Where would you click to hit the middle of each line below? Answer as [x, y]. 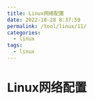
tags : [15, 45]
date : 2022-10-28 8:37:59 [44, 20]
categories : [24, 33]
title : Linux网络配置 [36, 13]
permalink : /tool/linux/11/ [47, 26]
